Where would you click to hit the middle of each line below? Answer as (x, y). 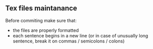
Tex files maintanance (41, 8)
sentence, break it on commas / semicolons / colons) (69, 41)
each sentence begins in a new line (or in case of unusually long (80, 35)
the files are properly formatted (46, 30)
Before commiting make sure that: (41, 20)
